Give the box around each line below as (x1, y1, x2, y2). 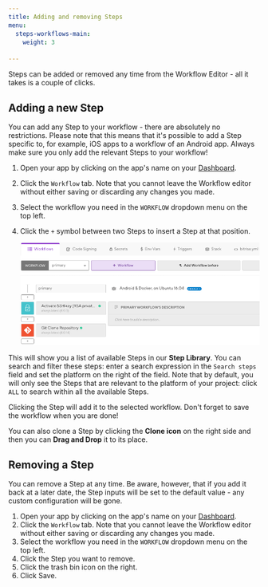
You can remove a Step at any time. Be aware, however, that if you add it (8, 479, 247, 488)
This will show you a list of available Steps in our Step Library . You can (8, 353, 242, 363)
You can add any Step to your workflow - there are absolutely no (8, 122, 221, 132)
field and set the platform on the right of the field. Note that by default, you (8, 370, 254, 380)
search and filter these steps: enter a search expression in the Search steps (8, 361, 257, 371)
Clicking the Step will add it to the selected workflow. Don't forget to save (8, 403, 250, 412)
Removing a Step (8, 458, 94, 471)
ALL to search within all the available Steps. (8, 387, 149, 396)
